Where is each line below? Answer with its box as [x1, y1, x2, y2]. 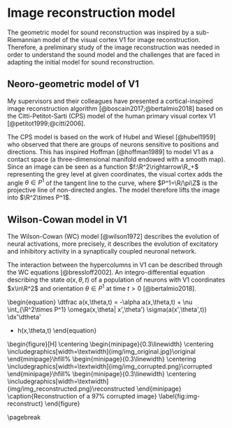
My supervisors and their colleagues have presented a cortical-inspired [7, 97, 213, 105]
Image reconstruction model [7, 5, 176, 21]
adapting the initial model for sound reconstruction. [7, 57, 155, 66]
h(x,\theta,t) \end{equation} [17, 326, 97, 334]
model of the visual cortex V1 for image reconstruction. [42, 35, 201, 43]
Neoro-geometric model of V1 [7, 78, 140, 90]
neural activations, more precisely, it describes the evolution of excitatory [7, 240, 219, 248]
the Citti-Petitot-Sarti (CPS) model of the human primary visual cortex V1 [7, 111, 216, 120]
